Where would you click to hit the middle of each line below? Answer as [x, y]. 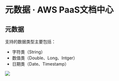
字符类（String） [29, 52]
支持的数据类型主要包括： [30, 42]
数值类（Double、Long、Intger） [45, 58]
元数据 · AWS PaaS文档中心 [59, 10]
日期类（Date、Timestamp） [40, 64]
